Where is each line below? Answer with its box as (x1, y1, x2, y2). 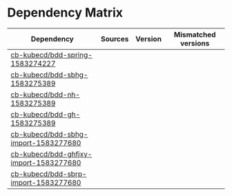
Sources (100, 34, 129, 43)
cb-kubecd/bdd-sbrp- (10, 169, 87, 179)
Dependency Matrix (7, 5, 123, 21)
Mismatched (173, 30, 216, 39)
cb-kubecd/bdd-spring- (10, 50, 93, 59)
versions (180, 38, 210, 48)
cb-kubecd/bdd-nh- (10, 90, 81, 99)
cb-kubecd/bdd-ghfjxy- (10, 149, 93, 159)
